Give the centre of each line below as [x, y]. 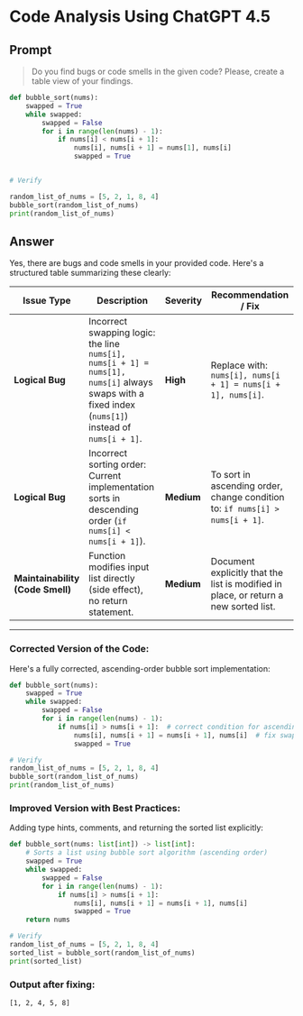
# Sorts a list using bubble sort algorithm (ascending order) [147, 853]
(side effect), [116, 590]
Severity [184, 301]
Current [105, 476]
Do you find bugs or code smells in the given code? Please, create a [158, 71]
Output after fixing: [52, 984]
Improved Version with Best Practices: [95, 809]
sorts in [105, 499]
